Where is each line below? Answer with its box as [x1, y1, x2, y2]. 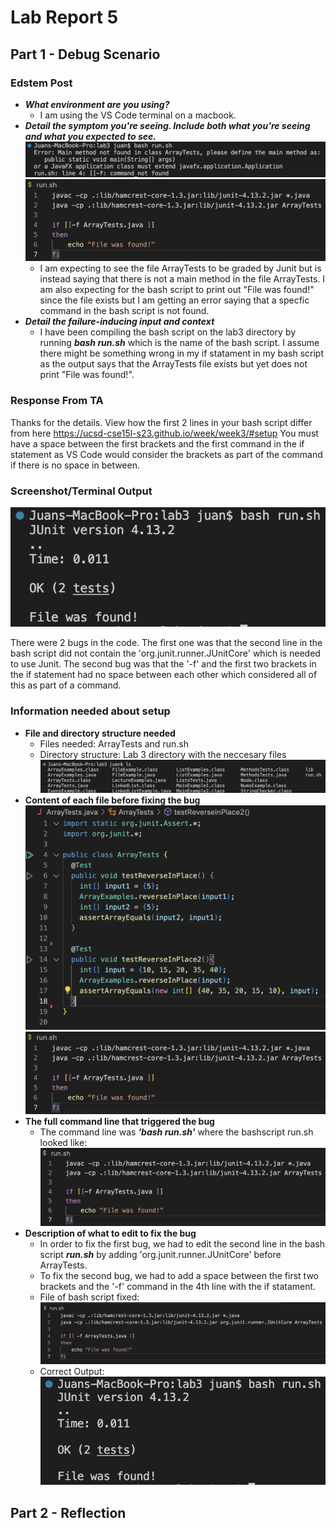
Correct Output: [39, 1366, 105, 1378]
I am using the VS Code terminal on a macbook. [39, 109, 237, 121]
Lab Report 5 [10, 6, 119, 29]
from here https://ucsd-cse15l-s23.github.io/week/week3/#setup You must [10, 427, 319, 439]
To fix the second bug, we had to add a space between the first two [39, 1269, 319, 1281]
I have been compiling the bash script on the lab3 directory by [39, 326, 297, 338]
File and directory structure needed [24, 727, 176, 739]
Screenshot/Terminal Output [10, 484, 153, 498]
